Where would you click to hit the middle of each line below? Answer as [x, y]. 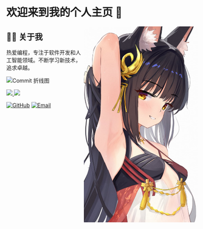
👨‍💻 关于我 [25, 37]
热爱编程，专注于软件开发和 [41, 53]
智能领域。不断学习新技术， [46, 60]
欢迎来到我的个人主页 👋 [64, 12]
